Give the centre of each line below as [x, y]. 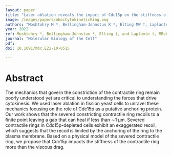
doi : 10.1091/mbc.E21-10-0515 [38, 48]
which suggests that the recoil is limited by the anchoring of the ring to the [84, 130]
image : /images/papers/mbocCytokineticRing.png [57, 20]
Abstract [24, 78]
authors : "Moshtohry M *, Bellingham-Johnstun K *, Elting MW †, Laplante [87, 24]
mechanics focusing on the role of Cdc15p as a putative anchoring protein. [84, 109]
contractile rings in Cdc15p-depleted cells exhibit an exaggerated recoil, [81, 125]
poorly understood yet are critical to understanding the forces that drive [81, 98]
